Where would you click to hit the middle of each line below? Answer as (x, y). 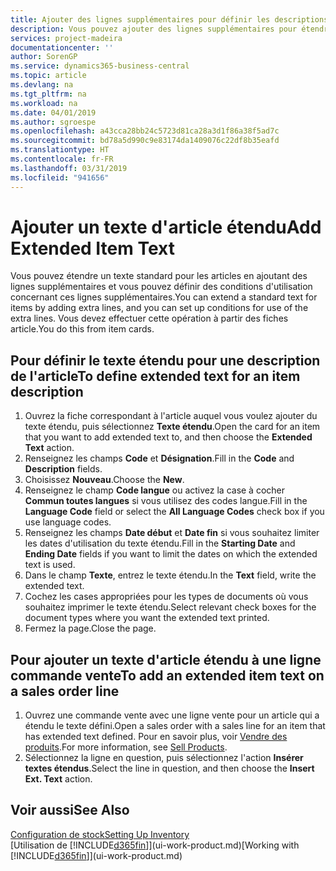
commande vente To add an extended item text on (167, 675)
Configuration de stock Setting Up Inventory (100, 834)
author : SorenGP (44, 57)
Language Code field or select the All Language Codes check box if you (174, 512)
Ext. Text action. (58, 779)
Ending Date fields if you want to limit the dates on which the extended (171, 554)
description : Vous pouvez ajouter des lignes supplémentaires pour (154, 29)
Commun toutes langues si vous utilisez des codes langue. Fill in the (166, 501)
